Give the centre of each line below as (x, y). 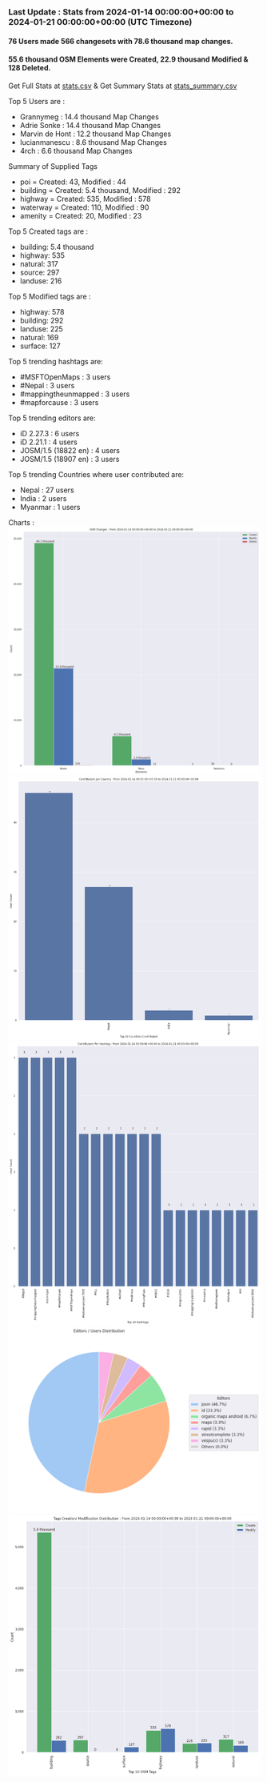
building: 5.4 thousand (57, 247)
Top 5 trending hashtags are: (56, 361)
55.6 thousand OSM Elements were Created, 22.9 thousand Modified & (128, 59)
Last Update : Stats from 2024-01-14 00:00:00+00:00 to (121, 12)
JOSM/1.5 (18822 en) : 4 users (70, 450)
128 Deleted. (30, 68)
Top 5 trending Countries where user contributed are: (96, 474)
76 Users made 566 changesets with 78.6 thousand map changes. (121, 41)
